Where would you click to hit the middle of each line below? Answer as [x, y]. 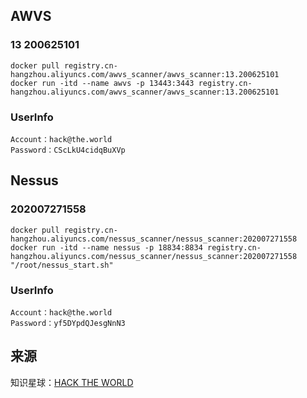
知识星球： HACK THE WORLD [72, 382]
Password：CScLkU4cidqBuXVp [68, 150]
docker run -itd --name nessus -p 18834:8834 [106, 247]
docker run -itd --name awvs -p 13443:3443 [102, 83]
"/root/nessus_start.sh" [62, 265]
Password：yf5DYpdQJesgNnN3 [68, 323]
